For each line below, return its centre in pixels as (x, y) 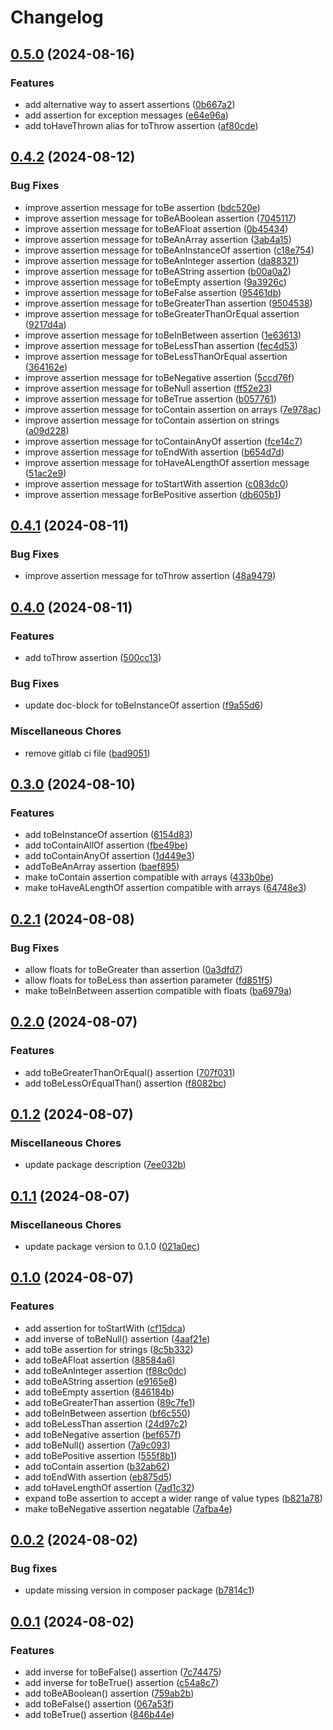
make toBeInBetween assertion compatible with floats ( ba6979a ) (158, 990)
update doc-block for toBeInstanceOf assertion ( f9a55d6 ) (144, 705)
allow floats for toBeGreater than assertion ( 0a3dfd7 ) (133, 969)
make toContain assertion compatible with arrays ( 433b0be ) (149, 877)
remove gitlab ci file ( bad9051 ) (87, 753)
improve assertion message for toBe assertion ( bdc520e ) (142, 207)
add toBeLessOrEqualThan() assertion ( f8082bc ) (125, 1083)
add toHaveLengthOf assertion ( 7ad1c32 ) (109, 1487)
